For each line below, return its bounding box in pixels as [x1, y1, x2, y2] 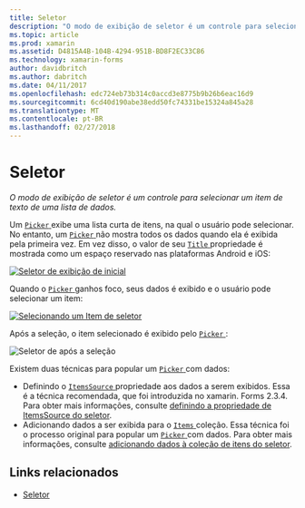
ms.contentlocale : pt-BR [9, 114, 103, 123]
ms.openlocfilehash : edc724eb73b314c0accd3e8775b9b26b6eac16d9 [9, 89, 254, 98]
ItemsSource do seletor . [22, 409, 113, 420]
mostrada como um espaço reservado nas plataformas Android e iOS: [9, 248, 271, 259]
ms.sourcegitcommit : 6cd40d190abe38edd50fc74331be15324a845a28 [9, 97, 254, 107]
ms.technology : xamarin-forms [9, 55, 124, 64]
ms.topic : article [9, 30, 79, 39]
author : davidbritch [9, 64, 88, 73]
